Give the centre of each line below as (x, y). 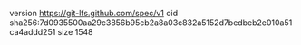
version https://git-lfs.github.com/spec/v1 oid (94, 13)
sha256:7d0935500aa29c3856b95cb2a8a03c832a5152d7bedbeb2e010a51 (151, 22)
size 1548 (75, 32)
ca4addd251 (33, 32)
